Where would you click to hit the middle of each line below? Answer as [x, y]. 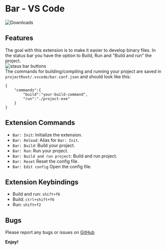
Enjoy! [12, 242]
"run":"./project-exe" [47, 99]
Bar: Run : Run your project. [40, 150]
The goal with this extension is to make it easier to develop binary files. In [81, 50]
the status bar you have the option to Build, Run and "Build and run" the [79, 55]
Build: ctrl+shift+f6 [33, 199]
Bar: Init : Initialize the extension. [47, 134]
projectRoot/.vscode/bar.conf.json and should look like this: [68, 76]
